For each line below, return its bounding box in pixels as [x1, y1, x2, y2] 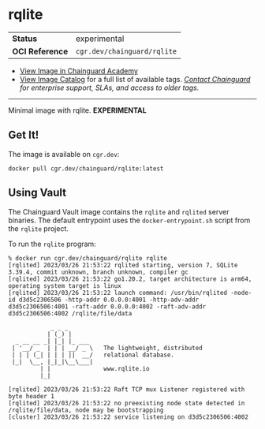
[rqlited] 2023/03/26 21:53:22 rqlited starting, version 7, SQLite [8, 261, 238, 269]
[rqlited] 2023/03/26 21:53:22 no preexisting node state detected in [8, 399, 245, 407]
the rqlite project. [8, 223, 69, 233]
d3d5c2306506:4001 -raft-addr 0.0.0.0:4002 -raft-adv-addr [8, 302, 207, 311]
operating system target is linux [8, 282, 122, 289]
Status [12, 33, 38, 44]
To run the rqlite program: [8, 239, 96, 248]
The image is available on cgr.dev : [8, 149, 120, 159]
